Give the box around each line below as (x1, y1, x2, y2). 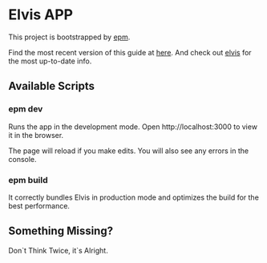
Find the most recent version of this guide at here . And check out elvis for (8, 47, 252, 57)
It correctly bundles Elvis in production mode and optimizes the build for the (8, 192, 259, 202)
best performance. (8, 200, 71, 210)
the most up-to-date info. (8, 56, 92, 66)
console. (8, 154, 38, 164)
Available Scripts (8, 79, 95, 93)
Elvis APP (8, 6, 74, 24)
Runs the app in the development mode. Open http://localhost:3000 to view (8, 122, 258, 131)
